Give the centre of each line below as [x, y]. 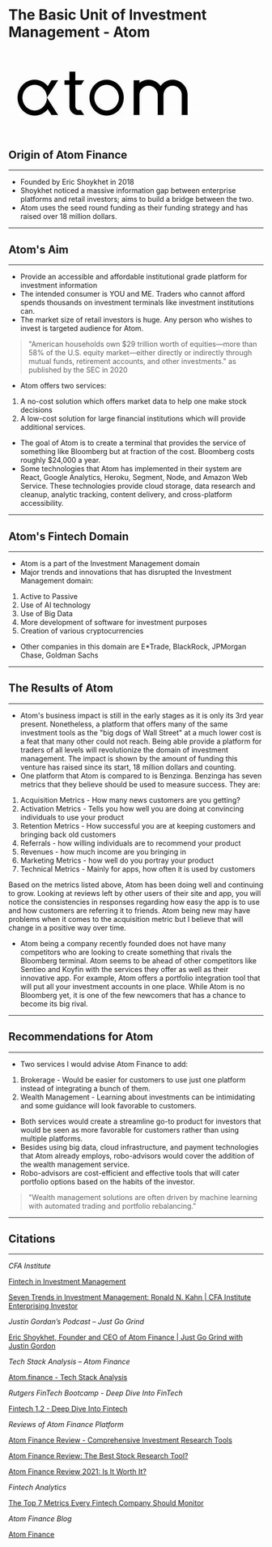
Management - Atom [79, 32]
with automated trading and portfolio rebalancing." [112, 1206]
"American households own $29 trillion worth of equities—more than [142, 344]
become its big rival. [54, 1004]
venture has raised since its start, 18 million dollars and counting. [128, 767]
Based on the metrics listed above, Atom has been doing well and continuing [136, 885]
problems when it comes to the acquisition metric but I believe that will [126, 919]
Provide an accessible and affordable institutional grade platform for [134, 276]
